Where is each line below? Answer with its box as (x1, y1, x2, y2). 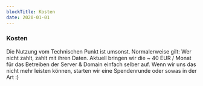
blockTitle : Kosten (6, 8, 56, 15)
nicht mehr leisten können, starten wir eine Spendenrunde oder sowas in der (6, 67, 198, 74)
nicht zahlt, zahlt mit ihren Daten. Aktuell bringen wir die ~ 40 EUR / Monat (6, 54, 192, 61)
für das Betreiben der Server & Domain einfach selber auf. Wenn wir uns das (6, 61, 196, 68)
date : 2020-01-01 (6, 14, 50, 20)
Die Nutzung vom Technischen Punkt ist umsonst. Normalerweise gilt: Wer (6, 48, 192, 55)
